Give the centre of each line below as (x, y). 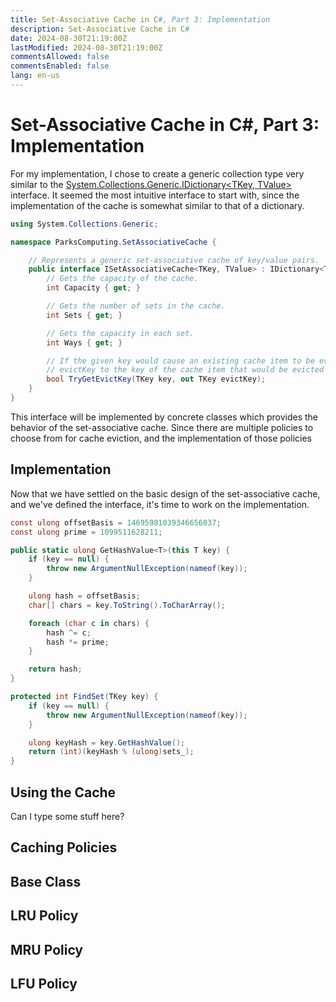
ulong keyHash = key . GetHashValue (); (107, 742)
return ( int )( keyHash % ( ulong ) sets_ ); (111, 752)
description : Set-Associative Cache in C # (100, 29)
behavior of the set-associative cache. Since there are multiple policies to (162, 427)
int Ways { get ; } (84, 342)
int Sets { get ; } (84, 315)
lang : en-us (35, 76)
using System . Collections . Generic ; (84, 224)
